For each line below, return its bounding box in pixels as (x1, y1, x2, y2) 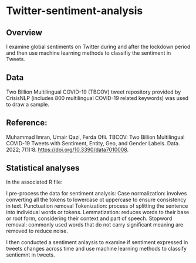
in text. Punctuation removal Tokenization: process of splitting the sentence (6, 202, 188, 209)
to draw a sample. (6, 101, 50, 108)
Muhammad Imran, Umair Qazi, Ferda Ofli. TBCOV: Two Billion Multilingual (6, 134, 185, 141)
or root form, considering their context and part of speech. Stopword (6, 215, 173, 222)
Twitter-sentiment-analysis (6, 4, 143, 18)
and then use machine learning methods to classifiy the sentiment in (6, 49, 171, 56)
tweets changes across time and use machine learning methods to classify (6, 245, 187, 252)
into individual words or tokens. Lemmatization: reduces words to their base (6, 209, 190, 216)
